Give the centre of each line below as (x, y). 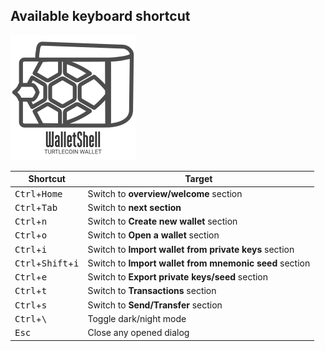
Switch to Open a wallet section (153, 235)
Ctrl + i (31, 249)
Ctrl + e (31, 277)
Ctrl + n (31, 221)
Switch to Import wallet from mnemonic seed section (199, 263)
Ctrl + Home (38, 193)
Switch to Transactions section (152, 291)
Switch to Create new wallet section (162, 221)
